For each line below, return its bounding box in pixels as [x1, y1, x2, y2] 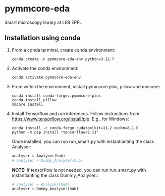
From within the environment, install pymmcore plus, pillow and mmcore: [11, 83, 161, 89]
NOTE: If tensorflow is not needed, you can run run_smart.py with [11, 167, 146, 173]
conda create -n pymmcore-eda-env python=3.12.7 [11, 57, 114, 62]
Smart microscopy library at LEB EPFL [4, 19, 82, 25]
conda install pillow [11, 97, 56, 102]
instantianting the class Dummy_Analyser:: [11, 172, 99, 178]
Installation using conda [4, 34, 81, 42]
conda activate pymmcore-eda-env [11, 75, 81, 80]
